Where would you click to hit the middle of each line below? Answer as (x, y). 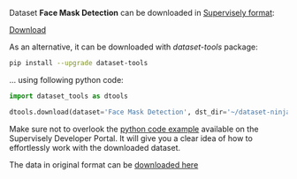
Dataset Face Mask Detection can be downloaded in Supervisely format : (142, 13)
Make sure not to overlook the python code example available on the (134, 129)
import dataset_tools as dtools (69, 96)
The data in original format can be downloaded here (104, 164)
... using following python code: (66, 79)
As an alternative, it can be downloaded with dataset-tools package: (133, 47)
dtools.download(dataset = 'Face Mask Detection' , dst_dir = (118, 112)
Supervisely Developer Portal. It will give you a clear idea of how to (131, 138)
